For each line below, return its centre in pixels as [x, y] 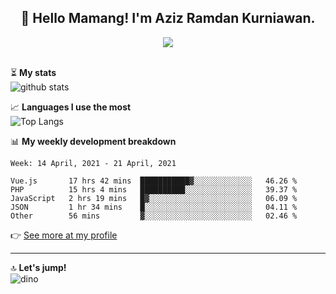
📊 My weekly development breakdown [93, 141]
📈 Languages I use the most [71, 107]
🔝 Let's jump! [38, 267]
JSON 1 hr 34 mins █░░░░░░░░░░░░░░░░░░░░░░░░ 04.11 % [154, 207]
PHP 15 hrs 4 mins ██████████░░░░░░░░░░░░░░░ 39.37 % [154, 189]
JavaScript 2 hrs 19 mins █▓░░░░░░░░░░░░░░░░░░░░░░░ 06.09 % [154, 198]
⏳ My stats [33, 72]
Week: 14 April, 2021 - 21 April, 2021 [93, 163]
